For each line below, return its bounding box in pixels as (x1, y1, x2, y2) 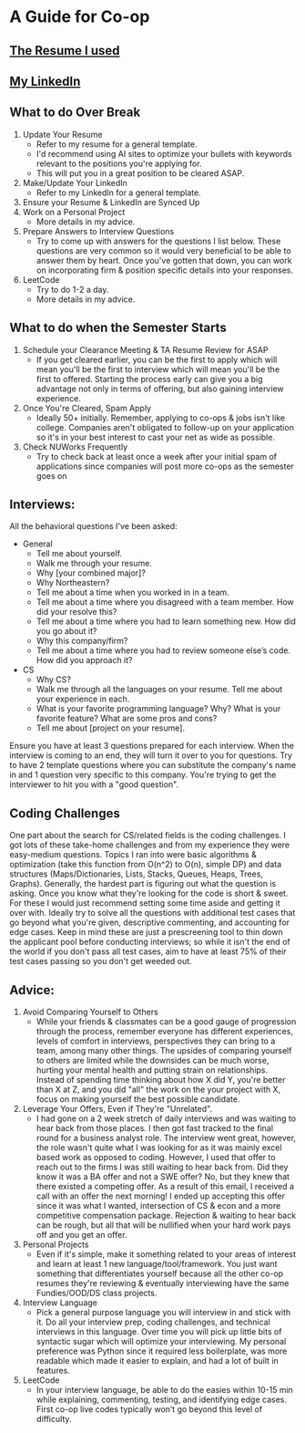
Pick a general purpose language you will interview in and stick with (36, 1307, 291, 1318)
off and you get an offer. (36, 1230, 127, 1241)
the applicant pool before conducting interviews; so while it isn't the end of (9, 937, 290, 948)
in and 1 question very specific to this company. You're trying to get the (9, 769, 277, 781)
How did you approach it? (36, 655, 133, 666)
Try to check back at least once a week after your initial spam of (36, 451, 278, 462)
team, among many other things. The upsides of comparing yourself (36, 1045, 292, 1056)
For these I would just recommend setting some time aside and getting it (9, 898, 280, 909)
